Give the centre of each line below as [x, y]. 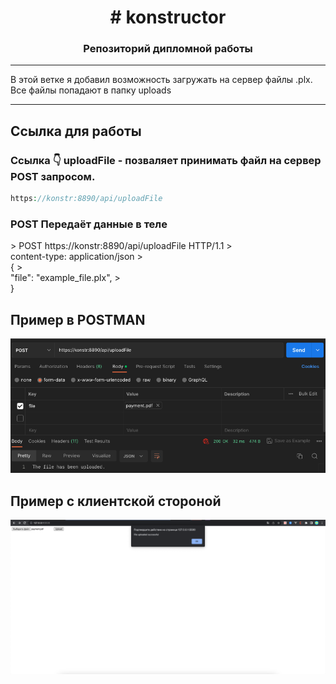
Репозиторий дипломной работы [168, 49]
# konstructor [168, 17]
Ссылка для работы [76, 131]
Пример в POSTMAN [78, 319]
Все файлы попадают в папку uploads [91, 90]
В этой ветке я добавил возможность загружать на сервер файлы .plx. [161, 80]
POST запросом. [53, 176]
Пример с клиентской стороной [116, 501]
